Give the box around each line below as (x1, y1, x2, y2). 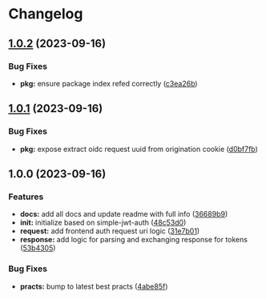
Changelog (8, 5, 83, 23)
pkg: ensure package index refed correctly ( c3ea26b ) (19, 78, 198, 88)
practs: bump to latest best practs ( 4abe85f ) (19, 281, 168, 291)
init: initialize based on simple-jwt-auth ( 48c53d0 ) (19, 217, 187, 228)
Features (8, 191, 44, 202)
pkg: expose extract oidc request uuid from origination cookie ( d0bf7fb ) (19, 144, 259, 153)
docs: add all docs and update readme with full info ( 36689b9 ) (19, 209, 228, 219)
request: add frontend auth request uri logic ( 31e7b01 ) (19, 226, 200, 236)
